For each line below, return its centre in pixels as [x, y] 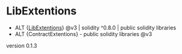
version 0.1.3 [22, 46]
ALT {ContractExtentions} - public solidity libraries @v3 [83, 34]
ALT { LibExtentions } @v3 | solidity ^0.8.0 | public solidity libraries [96, 28]
